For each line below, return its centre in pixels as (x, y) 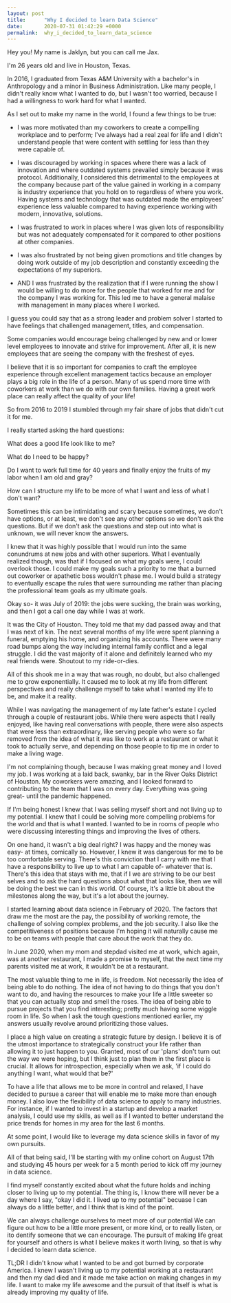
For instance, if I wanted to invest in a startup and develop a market (102, 1109)
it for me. (20, 417)
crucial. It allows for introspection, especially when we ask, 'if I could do (109, 1066)
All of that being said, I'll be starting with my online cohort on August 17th (111, 1157)
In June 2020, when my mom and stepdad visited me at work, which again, (113, 952)
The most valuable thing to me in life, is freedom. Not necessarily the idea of (115, 980)
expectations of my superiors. (59, 270)
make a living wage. (35, 753)
